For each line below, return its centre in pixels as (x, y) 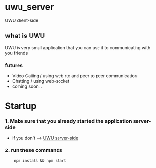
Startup (21, 106)
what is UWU (25, 36)
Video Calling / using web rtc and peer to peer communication (75, 76)
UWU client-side (22, 20)
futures (14, 65)
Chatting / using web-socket (41, 81)
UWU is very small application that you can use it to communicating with (78, 47)
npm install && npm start (40, 160)
